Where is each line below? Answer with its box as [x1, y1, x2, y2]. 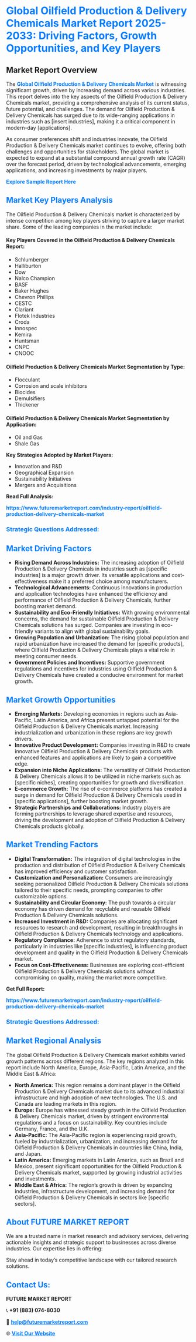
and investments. [14, 1175, 57, 1182]
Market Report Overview [6, 65, 98, 75]
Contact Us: [6, 1280, 51, 1290]
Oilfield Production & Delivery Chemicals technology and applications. [14, 930, 184, 937]
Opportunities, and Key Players [6, 42, 161, 55]
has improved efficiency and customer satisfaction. [14, 868, 139, 875]
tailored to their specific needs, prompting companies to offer [14, 886, 163, 894]
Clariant [14, 306, 34, 313]
